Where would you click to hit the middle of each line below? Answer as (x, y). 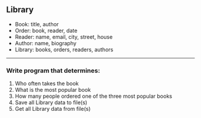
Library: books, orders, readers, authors (64, 49)
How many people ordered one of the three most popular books (93, 96)
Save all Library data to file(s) (51, 103)
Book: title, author (37, 24)
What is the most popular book (53, 90)
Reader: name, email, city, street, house (64, 37)
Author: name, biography (45, 43)
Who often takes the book (47, 83)
